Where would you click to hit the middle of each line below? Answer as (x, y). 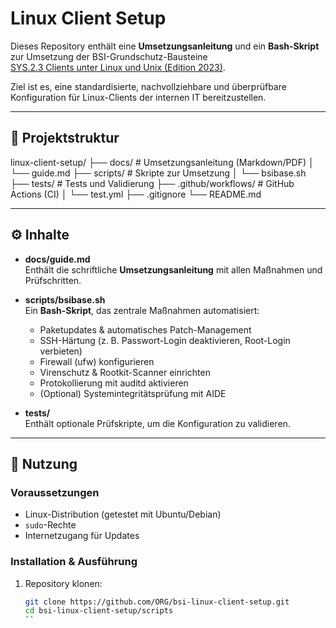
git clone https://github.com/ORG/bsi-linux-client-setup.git (157, 602)
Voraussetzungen (55, 492)
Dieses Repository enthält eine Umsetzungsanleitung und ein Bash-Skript (165, 46)
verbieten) (61, 351)
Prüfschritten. (53, 280)
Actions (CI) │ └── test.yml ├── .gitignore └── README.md (136, 194)
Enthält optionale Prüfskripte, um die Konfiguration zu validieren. (157, 423)
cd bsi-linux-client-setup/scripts (99, 611)
